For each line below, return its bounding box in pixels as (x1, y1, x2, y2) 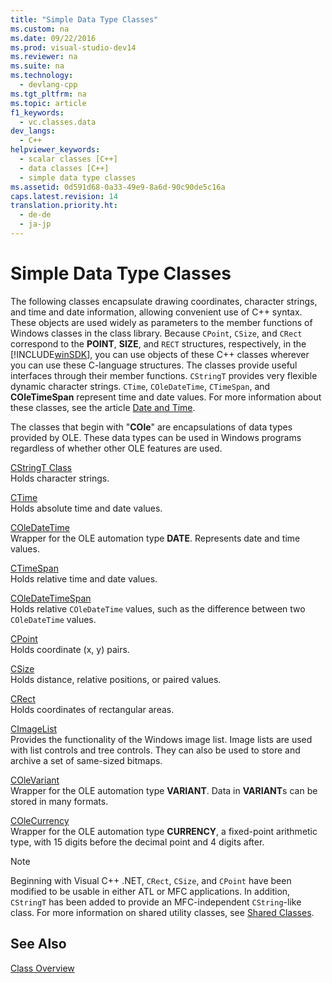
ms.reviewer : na (10, 52, 78, 62)
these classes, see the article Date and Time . (10, 401, 196, 413)
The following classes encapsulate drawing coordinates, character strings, (10, 295, 318, 307)
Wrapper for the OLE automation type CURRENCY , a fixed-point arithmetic (10, 825, 318, 837)
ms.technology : (10, 71, 74, 81)
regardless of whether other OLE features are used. (10, 442, 223, 454)
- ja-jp (19, 219, 52, 230)
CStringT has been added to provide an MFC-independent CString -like (10, 896, 302, 908)
